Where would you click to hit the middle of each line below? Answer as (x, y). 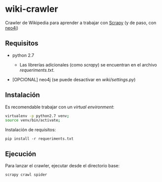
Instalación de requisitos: (31, 130)
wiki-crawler (32, 9)
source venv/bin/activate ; (33, 121)
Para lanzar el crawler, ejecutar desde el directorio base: (62, 166)
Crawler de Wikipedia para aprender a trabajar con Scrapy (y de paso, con (81, 23)
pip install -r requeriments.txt (39, 139)
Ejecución (21, 154)
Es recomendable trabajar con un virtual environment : (60, 107)
